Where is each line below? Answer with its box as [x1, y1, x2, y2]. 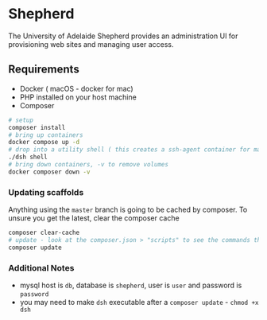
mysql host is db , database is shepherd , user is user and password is [19, 280, 242, 290]
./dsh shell [8, 153, 48, 162]
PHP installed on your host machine [19, 92, 137, 102]
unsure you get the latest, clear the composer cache [8, 213, 180, 223]
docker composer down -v [8, 168, 91, 176]
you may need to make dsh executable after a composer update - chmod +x [19, 297, 259, 306]
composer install [8, 123, 66, 131]
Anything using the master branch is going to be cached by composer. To [8, 205, 248, 215]
